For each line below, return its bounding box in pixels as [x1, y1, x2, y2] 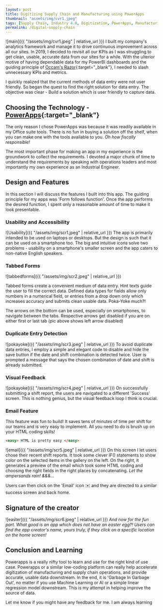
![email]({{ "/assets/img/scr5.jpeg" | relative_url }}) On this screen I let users [5, 447, 157, 453]
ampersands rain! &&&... [5, 473, 55, 479]
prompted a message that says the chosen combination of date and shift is [5, 356, 154, 362]
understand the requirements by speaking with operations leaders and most [5, 159, 157, 165]
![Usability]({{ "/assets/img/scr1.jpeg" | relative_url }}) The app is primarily [5, 230, 153, 236]
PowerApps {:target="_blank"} [5, 111, 100, 119]
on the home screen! [5, 532, 47, 538]
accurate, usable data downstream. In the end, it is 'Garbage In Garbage [5, 574, 149, 580]
